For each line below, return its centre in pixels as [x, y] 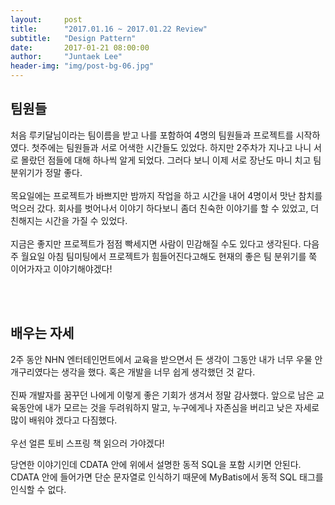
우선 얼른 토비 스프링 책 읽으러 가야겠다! [87, 443]
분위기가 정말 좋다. [46, 172]
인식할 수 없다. [38, 489]
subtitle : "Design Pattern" [73, 38]
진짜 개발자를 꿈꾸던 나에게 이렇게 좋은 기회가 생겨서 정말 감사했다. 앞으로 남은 [162, 395]
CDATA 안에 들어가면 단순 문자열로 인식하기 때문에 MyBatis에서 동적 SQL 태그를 [167, 477]
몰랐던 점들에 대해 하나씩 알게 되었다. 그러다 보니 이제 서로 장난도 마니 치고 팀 [171, 160]
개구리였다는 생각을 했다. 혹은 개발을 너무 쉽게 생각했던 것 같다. [133, 372]
